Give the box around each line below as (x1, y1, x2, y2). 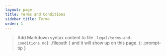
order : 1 (5, 21, 23, 26)
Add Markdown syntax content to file (17, 35, 93, 41)
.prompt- (143, 40, 162, 46)
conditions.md (17, 41, 47, 46)
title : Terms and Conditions (5, 12, 66, 17)
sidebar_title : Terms (5, 16, 50, 21)
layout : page (5, 7, 32, 12)
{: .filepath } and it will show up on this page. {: (46, 40, 142, 46)
